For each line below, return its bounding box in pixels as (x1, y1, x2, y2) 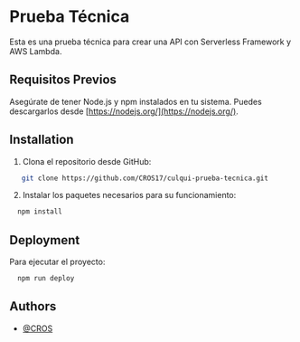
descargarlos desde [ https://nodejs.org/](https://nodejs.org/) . (9, 106, 239, 117)
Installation (9, 132, 74, 147)
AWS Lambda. (9, 45, 62, 56)
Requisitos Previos (9, 72, 117, 88)
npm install (17, 207, 63, 216)
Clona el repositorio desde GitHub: (22, 156, 152, 166)
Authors (9, 299, 57, 314)
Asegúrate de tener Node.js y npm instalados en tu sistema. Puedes (9, 96, 262, 107)
